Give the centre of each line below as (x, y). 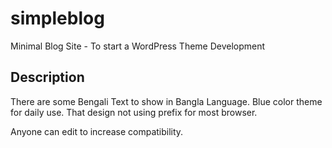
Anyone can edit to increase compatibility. (97, 131)
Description (47, 77)
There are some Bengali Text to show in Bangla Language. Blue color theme (166, 101)
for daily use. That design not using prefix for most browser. (134, 112)
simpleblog (57, 18)
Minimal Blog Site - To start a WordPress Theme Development (138, 46)
